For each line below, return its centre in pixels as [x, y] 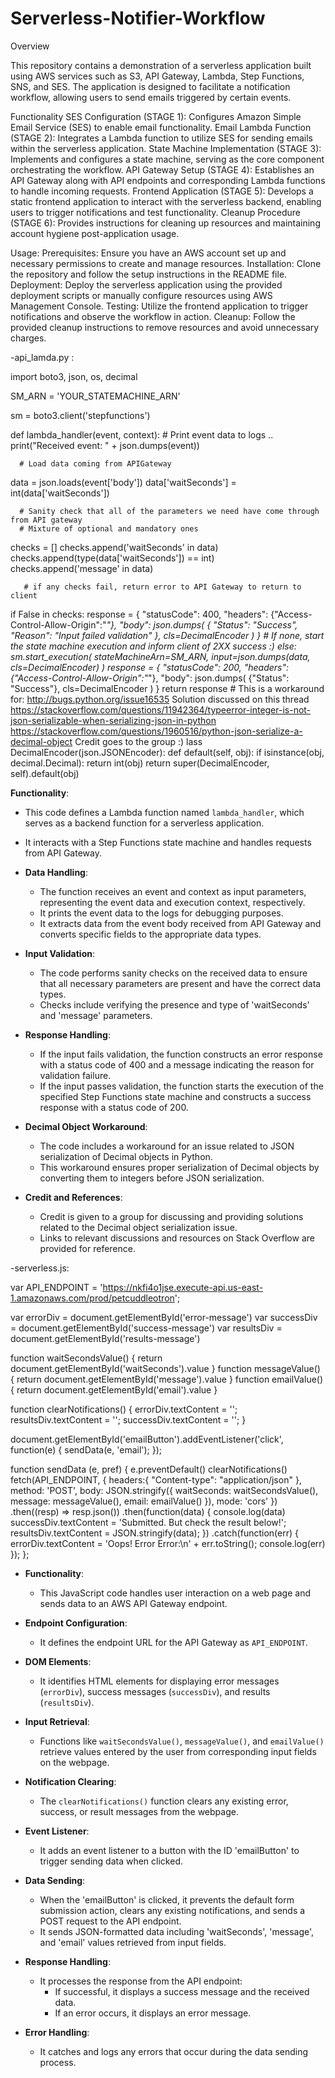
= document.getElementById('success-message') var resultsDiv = [146, 1328]
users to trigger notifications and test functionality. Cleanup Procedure [155, 212]
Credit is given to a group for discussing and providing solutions [171, 1216]
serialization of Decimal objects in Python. [126, 1156]
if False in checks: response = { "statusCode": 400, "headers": [139, 614]
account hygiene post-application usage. [95, 233]
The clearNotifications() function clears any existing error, [164, 1801]
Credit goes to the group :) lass [138, 741]
